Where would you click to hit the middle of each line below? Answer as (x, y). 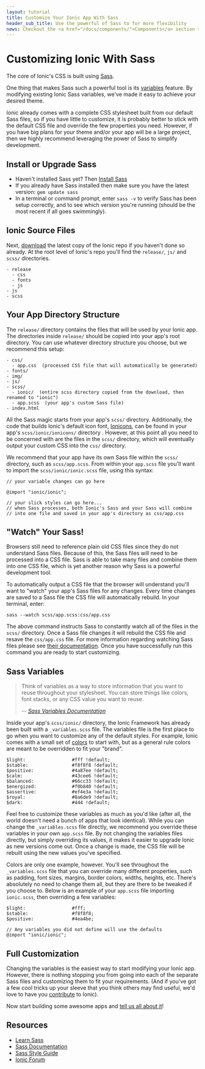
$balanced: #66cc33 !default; (63, 782)
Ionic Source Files (41, 230)
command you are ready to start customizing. (63, 652)
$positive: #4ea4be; (50, 919)
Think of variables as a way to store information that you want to (102, 686)
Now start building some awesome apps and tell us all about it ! (85, 1006)
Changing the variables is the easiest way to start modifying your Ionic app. (101, 968)
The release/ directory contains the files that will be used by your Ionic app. (102, 329)
